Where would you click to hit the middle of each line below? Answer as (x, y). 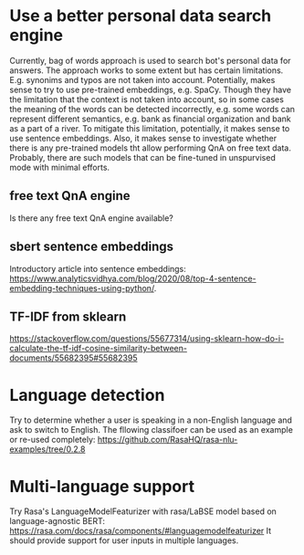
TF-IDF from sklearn (68, 316)
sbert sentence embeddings (92, 247)
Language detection (87, 395)
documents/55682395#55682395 (73, 358)
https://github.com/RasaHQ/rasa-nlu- (168, 440)
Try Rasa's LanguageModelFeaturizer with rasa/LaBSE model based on (143, 511)
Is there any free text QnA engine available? (91, 218)
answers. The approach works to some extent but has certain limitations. (147, 70)
